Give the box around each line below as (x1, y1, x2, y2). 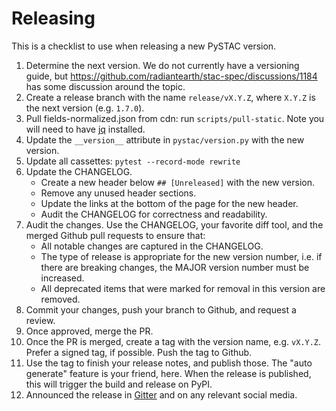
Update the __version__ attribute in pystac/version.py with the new (25, 133, 305, 146)
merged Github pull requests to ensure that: (25, 229, 206, 241)
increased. (40, 272, 85, 284)
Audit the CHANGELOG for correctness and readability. (40, 208, 268, 220)
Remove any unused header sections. (40, 187, 197, 199)
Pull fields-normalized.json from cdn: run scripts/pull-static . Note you (25, 112, 325, 124)
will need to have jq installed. (25, 123, 146, 135)
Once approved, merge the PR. (25, 325, 154, 337)
